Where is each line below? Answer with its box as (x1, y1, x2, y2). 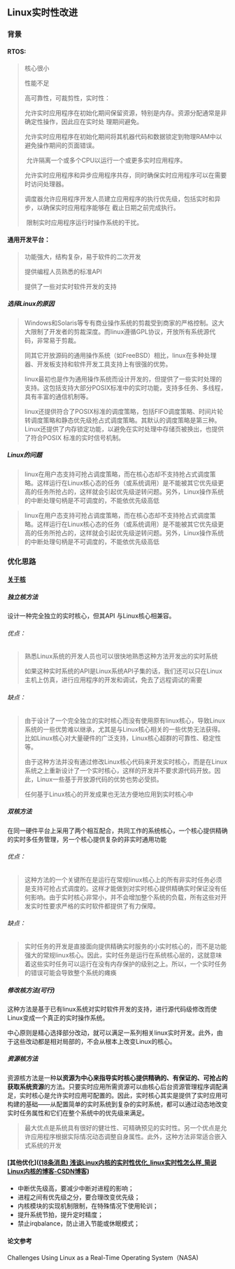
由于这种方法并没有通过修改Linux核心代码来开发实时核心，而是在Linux (24, 757, 227, 766)
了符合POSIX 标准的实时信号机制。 (24, 434, 124, 442)
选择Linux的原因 (7, 300, 55, 308)
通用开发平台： (7, 236, 50, 244)
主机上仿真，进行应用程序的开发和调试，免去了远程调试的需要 (24, 676, 203, 684)
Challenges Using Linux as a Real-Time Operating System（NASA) (7, 1254, 199, 1262)
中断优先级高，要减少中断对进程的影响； (17, 1184, 134, 1193)
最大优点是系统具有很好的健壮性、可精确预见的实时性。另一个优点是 (24, 1123, 221, 1132)
